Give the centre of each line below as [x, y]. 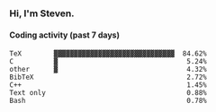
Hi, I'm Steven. [42, 13]
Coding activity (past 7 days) [64, 35]
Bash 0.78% [108, 101]
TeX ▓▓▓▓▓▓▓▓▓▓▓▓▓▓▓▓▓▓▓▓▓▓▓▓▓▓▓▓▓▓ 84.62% [108, 54]
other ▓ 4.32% [108, 70]
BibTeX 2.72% [108, 78]
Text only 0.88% [108, 93]
